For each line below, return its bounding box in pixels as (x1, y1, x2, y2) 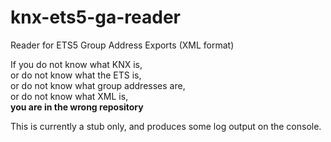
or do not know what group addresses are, (10, 79, 186, 91)
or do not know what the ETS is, (10, 69, 142, 81)
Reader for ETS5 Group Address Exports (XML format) (10, 39, 235, 51)
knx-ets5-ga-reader (10, 6, 182, 29)
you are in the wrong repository (10, 101, 144, 113)
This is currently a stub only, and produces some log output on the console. (10, 120, 322, 132)
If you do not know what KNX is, (10, 58, 143, 70)
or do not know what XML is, (10, 90, 129, 102)
